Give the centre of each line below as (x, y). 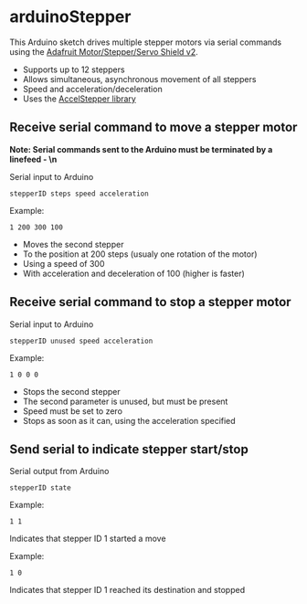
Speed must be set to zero (73, 411)
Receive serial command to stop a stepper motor (150, 302)
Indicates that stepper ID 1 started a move (88, 539)
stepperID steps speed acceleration (79, 194)
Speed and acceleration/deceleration (92, 89)
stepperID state (40, 488)
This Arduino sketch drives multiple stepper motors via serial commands (145, 42)
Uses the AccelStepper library (79, 99)
